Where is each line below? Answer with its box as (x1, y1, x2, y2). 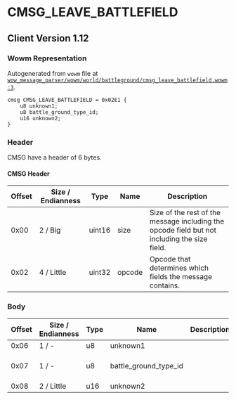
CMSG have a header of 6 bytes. (7, 153, 102, 162)
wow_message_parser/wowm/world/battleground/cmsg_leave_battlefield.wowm (7, 77, 228, 84)
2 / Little (39, 381, 67, 391)
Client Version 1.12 (7, 32, 89, 44)
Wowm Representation (7, 53, 87, 63)
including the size (150, 234, 208, 244)
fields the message (150, 272, 213, 282)
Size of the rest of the (150, 208, 221, 218)
